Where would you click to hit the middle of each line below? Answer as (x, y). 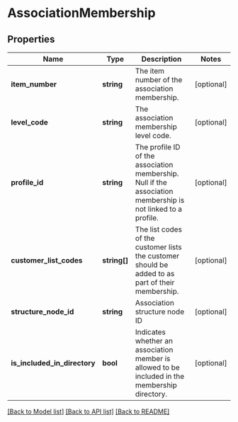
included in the (160, 376)
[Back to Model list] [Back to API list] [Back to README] (89, 411)
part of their (155, 283)
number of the (159, 80)
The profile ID (158, 147)
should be (152, 265)
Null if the (151, 182)
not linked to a (159, 209)
